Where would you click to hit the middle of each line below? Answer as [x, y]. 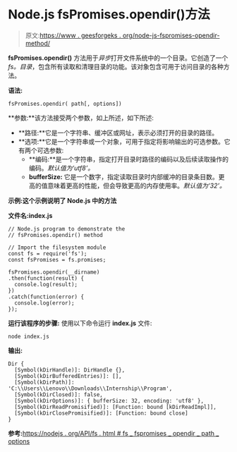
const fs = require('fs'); [48, 254]
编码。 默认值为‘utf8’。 [61, 168]
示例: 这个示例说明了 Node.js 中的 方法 [62, 200]
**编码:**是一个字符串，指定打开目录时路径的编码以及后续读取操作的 [128, 159]
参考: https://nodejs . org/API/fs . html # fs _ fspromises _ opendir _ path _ [114, 433]
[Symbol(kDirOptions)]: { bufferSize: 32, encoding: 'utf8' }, [109, 401]
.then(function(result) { [46, 278]
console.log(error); [44, 303]
